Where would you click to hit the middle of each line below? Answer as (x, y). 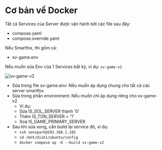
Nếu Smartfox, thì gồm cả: (31, 48)
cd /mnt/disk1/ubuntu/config (49, 137)
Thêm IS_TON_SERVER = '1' (47, 116)
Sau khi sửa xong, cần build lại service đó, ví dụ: (60, 127)
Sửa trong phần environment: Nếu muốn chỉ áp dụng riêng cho (74, 96)
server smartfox (28, 90)
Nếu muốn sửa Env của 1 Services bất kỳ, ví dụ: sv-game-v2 (64, 67)
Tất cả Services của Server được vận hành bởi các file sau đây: (68, 24)
